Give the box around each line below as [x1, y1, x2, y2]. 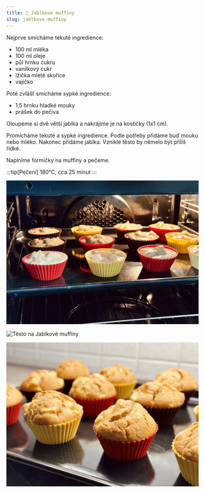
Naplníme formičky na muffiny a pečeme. [6, 156, 110, 164]
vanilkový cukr [15, 65, 52, 73]
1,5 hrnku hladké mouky [15, 101, 75, 109]
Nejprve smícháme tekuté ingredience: [6, 34, 104, 41]
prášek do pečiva [15, 108, 59, 115]
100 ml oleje [15, 52, 46, 59]
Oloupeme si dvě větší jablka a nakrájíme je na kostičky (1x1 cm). [6, 119, 169, 127]
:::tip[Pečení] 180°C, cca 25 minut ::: [6, 168, 97, 176]
